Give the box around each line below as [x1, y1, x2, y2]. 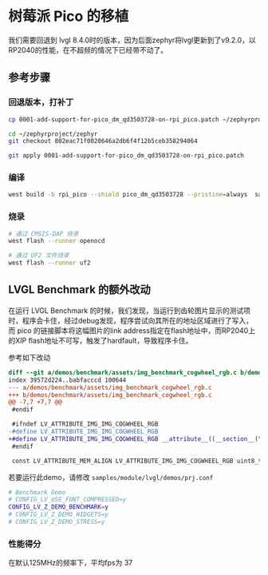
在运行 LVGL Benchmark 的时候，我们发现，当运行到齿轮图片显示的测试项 [8, 305, 251, 315]
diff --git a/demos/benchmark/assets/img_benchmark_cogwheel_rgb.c [8, 368, 238, 376]
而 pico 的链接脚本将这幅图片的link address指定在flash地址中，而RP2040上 [8, 325, 256, 335]
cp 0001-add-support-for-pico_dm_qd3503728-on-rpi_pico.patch [8, 115, 219, 124]
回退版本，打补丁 [8, 97, 74, 108]
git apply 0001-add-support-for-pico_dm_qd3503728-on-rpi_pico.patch [8, 152, 245, 160]
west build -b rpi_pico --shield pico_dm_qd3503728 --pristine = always [8, 191, 248, 199]
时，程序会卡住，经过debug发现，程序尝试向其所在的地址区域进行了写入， [8, 315, 254, 325]
